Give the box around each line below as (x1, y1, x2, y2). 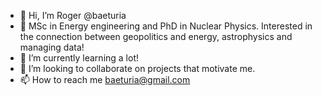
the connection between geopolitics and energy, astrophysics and (19, 31, 293, 42)
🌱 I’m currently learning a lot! (19, 52, 140, 64)
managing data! (19, 41, 85, 53)
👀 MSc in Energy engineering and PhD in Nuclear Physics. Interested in (19, 20, 313, 32)
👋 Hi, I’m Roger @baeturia (19, 10, 127, 21)
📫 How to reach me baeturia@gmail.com (19, 74, 191, 85)
